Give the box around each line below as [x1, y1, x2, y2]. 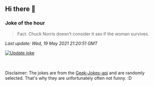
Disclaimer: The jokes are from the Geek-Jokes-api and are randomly [5, 70, 145, 76]
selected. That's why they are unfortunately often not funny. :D [5, 75, 132, 81]
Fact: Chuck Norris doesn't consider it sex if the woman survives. [17, 30, 150, 37]
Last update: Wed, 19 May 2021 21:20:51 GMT [5, 40, 98, 46]
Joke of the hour [5, 20, 45, 27]
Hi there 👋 [5, 5, 36, 13]
